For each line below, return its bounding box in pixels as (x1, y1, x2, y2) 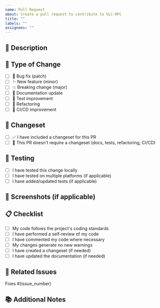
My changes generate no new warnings (12, 242, 93, 248)
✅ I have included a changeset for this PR (12, 134, 97, 140)
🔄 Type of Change (5, 60, 61, 69)
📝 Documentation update (12, 90, 63, 96)
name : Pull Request (5, 7, 45, 12)
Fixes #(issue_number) (5, 281, 52, 287)
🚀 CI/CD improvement (12, 106, 56, 112)
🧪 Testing (5, 154, 35, 162)
